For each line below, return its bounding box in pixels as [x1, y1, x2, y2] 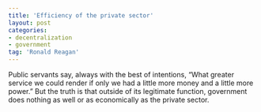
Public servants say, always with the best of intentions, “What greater [8, 70, 235, 79]
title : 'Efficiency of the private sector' [8, 11, 154, 20]
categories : [8, 26, 47, 34]
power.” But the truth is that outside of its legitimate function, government [8, 87, 248, 95]
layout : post [8, 19, 51, 27]
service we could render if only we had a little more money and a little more [8, 78, 254, 88]
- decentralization [8, 33, 73, 42]
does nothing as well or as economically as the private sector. [8, 95, 210, 104]
